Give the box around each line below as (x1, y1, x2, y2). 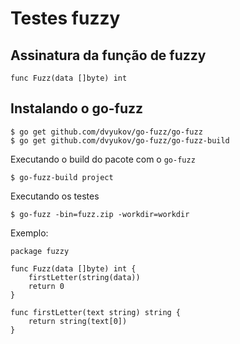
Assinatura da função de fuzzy (10, 47, 207, 64)
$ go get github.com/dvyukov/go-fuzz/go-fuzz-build (10, 135, 230, 146)
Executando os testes (10, 190, 100, 202)
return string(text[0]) (28, 316, 128, 326)
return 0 (28, 281, 65, 291)
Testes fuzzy (10, 7, 121, 30)
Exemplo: (10, 227, 49, 239)
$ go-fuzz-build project (10, 172, 114, 182)
